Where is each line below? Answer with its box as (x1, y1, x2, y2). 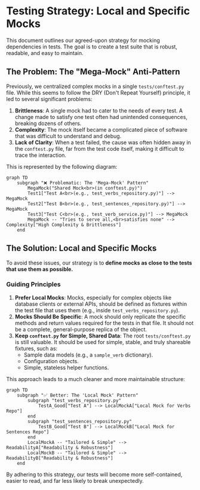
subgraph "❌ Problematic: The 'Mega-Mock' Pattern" (17, 179, 149, 186)
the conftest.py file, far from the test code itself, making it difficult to (14, 145, 184, 152)
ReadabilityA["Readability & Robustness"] (6, 445, 113, 451)
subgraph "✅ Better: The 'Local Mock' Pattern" (17, 392, 139, 398)
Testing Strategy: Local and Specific (6, 4, 190, 18)
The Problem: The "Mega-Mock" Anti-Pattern (6, 67, 180, 77)
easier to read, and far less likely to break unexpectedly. (6, 477, 144, 484)
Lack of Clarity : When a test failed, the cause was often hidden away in (14, 139, 191, 146)
